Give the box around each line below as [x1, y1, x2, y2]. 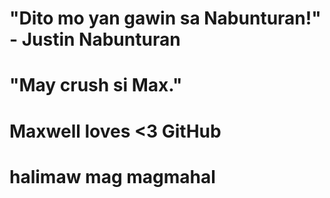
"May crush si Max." [9, 74, 183, 97]
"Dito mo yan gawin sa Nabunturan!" [9, 7, 322, 30]
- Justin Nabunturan [9, 28, 181, 51]
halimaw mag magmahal [9, 165, 216, 188]
